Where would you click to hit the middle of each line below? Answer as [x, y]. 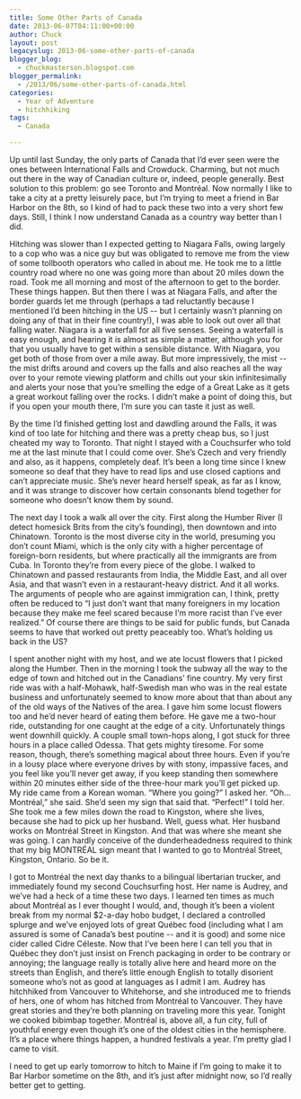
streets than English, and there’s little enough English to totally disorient [142, 972]
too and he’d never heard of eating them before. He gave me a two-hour [143, 716]
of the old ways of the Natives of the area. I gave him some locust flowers [146, 707]
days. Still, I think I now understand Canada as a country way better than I [146, 217]
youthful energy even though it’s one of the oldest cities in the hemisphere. [148, 1029]
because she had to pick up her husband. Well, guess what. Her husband [145, 821]
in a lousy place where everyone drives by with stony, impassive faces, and [149, 764]
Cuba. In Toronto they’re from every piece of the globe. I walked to [133, 565]
